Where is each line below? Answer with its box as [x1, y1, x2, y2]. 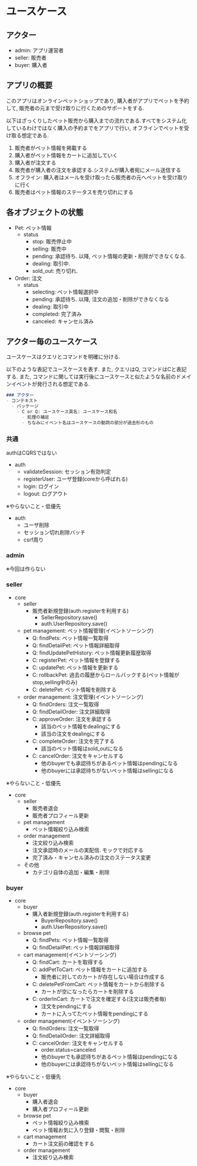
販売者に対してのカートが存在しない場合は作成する [41, 973, 165, 980]
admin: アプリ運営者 [14, 47, 64, 54]
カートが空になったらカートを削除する [41, 987, 134, 995]
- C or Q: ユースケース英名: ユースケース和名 [16, 409, 118, 415]
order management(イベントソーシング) [23, 1017, 121, 1025]
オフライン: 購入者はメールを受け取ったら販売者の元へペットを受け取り [14, 174, 188, 181]
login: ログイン [23, 483, 59, 490]
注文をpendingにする [41, 1002, 92, 1010]
